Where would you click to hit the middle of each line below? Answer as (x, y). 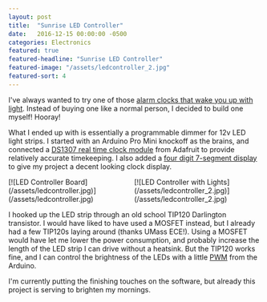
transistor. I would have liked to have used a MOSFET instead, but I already (132, 223)
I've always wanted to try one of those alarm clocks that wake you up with (131, 99)
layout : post (30, 17)
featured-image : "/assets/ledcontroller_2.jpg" (89, 68)
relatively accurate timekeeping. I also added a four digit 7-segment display (133, 158)
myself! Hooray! (35, 117)
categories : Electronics (50, 42)
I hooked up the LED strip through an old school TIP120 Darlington (117, 214)
